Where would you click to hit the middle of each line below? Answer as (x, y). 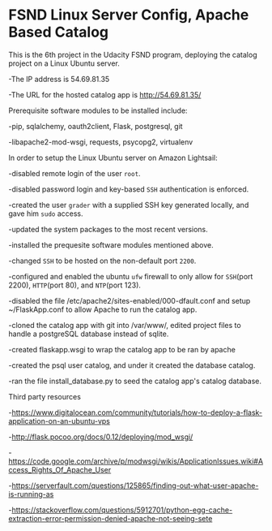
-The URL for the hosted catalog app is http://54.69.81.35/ (105, 94)
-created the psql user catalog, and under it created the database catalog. (132, 365)
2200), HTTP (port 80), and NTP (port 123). (75, 285)
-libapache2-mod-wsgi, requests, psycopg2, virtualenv (101, 142)
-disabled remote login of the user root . (74, 173)
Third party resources (45, 396)
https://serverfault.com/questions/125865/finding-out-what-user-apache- (135, 486)
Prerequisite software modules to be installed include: (98, 110)
